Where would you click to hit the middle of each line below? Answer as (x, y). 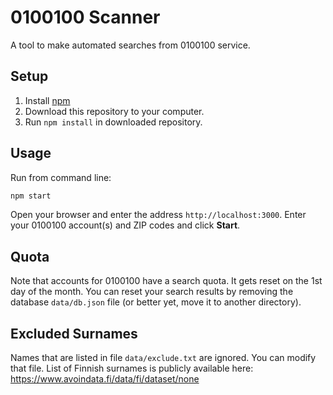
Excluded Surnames (74, 333)
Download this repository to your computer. (114, 111)
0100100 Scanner (85, 17)
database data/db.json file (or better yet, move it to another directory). (156, 302)
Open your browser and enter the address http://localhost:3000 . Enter (158, 215)
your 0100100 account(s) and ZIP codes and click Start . (125, 225)
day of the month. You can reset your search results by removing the (152, 292)
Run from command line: (61, 177)
